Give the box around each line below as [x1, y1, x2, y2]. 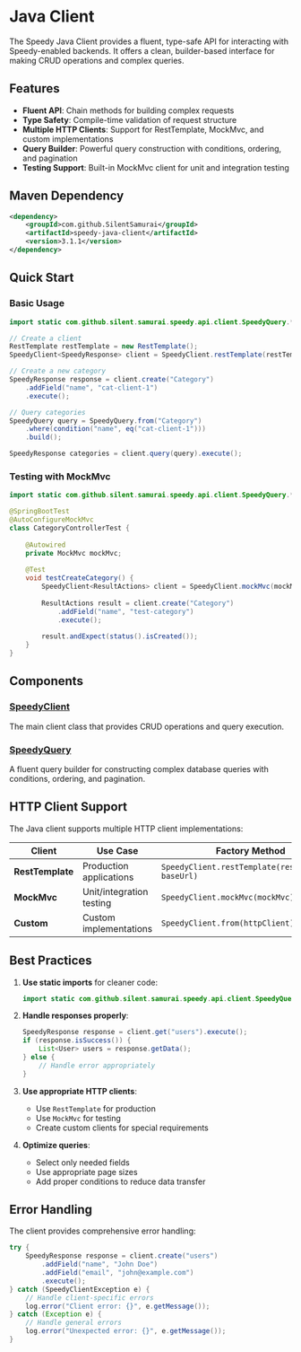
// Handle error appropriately [39, 1061, 156, 1070]
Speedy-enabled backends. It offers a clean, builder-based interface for [9, 45, 275, 56]
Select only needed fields [35, 1156, 130, 1168]
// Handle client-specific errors [25, 1293, 154, 1303]
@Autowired [25, 540, 66, 549]
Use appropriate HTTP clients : [21, 1085, 137, 1096]
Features [9, 81, 60, 96]
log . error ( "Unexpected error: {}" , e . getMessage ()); [25, 1327, 227, 1336]
